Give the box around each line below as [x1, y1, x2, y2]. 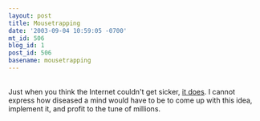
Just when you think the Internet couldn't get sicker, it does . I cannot [8, 87, 235, 96]
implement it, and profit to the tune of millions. [8, 103, 161, 113]
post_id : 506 [8, 49, 52, 57]
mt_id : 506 [8, 34, 45, 42]
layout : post [8, 11, 52, 20]
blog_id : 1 [8, 42, 45, 50]
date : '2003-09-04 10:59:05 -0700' [8, 26, 128, 34]
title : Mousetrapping [8, 19, 81, 27]
